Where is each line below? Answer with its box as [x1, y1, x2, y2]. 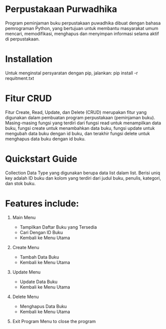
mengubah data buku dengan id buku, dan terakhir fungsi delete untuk [5, 130, 151, 136]
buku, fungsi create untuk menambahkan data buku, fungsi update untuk [5, 125, 155, 131]
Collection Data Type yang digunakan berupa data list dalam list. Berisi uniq [5, 170, 161, 176]
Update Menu [12, 269, 41, 275]
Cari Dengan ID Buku [19, 229, 63, 235]
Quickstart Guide [5, 153, 78, 164]
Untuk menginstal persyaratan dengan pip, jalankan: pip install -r [5, 70, 138, 76]
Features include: [5, 198, 79, 209]
